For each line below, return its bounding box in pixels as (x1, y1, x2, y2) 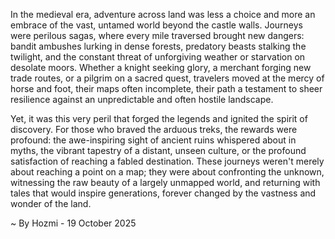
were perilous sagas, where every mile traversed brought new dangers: (10, 30, 305, 41)
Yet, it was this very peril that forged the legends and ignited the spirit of (10, 113, 308, 124)
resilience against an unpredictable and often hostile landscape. (10, 94, 274, 105)
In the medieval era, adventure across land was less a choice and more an (10, 9, 316, 20)
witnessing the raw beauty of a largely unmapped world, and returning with (10, 177, 321, 188)
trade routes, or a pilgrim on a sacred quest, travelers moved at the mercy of (10, 72, 325, 84)
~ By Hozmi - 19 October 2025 (10, 217, 137, 229)
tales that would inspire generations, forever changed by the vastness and (10, 187, 317, 199)
